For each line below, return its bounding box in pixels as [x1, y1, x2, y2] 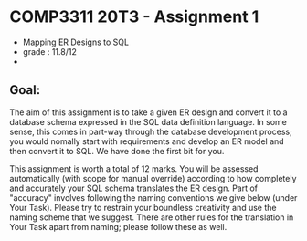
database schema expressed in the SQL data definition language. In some [9, 116, 288, 127]
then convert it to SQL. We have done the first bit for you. [9, 145, 225, 156]
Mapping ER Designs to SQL [22, 37, 130, 47]
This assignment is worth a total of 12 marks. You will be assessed [9, 162, 259, 174]
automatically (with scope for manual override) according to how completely [9, 173, 297, 183]
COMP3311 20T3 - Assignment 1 [9, 6, 259, 27]
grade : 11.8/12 [22, 46, 78, 57]
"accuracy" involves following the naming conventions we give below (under [9, 192, 298, 203]
